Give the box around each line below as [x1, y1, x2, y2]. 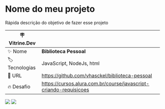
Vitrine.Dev [8, 39, 36, 46]
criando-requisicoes [41, 86, 89, 93]
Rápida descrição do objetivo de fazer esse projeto [5, 20, 109, 26]
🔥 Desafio [7, 83, 30, 90]
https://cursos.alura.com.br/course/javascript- [41, 80, 150, 87]
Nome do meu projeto [5, 3, 95, 15]
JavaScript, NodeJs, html [41, 60, 100, 67]
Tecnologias [7, 64, 36, 71]
